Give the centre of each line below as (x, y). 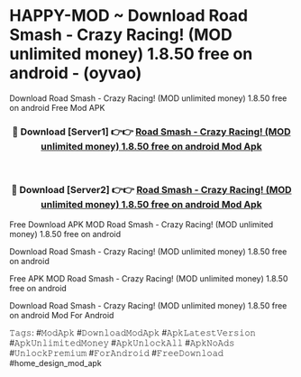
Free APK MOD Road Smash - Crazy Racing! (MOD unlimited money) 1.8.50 (149, 278)
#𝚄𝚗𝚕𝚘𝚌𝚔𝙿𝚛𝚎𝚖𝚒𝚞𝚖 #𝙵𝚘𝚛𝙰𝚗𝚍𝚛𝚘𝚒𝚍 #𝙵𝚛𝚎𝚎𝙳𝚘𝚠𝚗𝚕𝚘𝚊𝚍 (116, 353)
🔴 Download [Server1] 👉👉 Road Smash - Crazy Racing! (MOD (151, 132)
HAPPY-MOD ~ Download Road (129, 16)
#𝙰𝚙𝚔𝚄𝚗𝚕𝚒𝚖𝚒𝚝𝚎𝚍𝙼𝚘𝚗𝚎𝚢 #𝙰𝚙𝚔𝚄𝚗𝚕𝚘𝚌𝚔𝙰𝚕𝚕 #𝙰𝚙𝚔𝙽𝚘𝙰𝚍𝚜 (122, 343)
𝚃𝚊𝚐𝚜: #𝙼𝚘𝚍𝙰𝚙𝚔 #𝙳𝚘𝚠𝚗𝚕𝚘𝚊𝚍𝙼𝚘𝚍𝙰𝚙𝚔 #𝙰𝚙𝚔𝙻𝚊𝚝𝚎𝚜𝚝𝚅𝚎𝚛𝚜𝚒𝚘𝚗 (133, 332)
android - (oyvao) (76, 74)
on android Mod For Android (62, 315)
